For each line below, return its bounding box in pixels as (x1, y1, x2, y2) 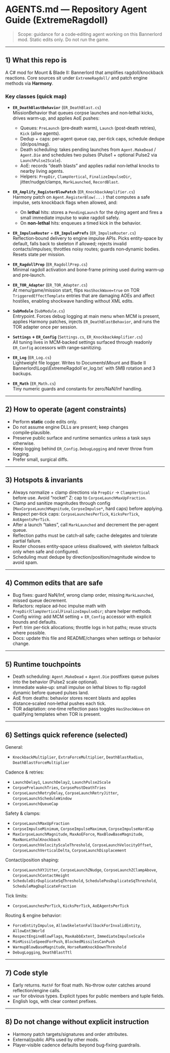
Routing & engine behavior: (5, 913, 62, 919)
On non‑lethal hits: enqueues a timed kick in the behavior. (20, 220, 142, 226)
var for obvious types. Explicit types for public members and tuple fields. (12, 993, 164, 999)
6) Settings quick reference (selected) (5, 731, 128, 739)
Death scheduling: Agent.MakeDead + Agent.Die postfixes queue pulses (12, 673, 159, 680)
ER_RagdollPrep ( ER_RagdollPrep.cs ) (12, 261, 88, 267)
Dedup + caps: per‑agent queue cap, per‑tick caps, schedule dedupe (20, 136, 165, 142)
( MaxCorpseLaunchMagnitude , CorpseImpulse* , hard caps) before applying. (12, 505, 163, 512)
